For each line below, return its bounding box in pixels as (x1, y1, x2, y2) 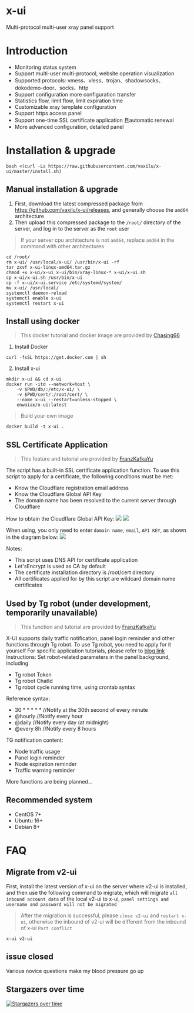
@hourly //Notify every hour (14, 713, 83, 720)
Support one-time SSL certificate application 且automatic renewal (14, 116, 175, 124)
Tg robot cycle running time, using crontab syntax (14, 684, 135, 691)
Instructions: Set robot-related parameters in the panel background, (6, 654, 170, 661)
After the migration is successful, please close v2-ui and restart (20, 912, 179, 919)
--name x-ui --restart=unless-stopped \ (16, 397, 117, 403)
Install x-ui (14, 365, 40, 372)
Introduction (6, 44, 68, 58)
